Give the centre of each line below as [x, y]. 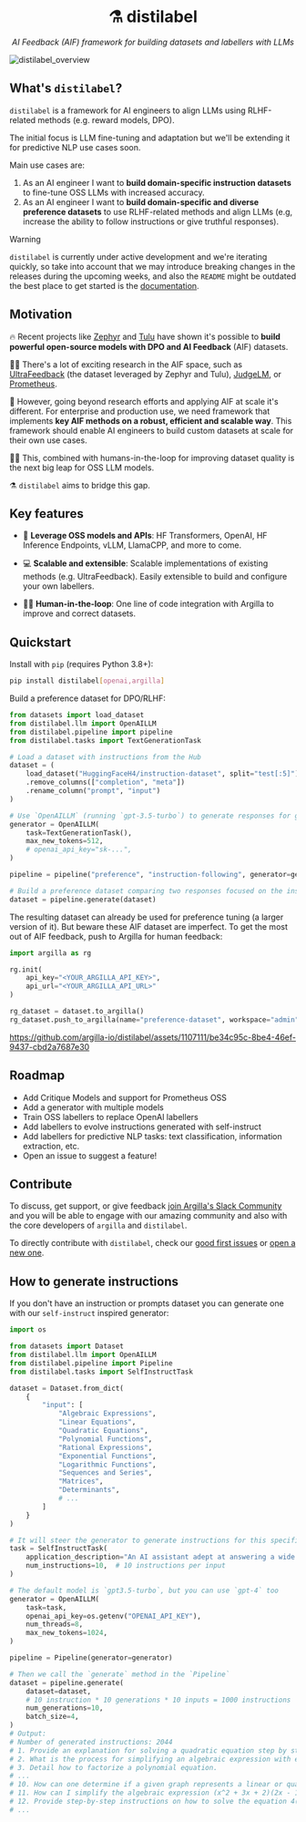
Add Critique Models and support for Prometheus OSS [125, 1097]
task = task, [46, 1607]
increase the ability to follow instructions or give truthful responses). [151, 221]
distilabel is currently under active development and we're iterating [138, 256]
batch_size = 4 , [52, 1717]
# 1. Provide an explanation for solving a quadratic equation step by [148, 1750]
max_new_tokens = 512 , [65, 841]
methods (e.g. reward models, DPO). [106, 119]
